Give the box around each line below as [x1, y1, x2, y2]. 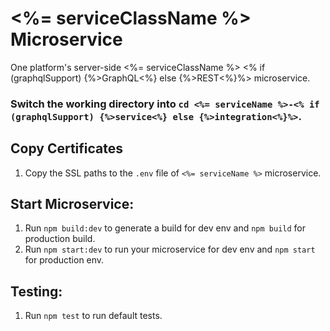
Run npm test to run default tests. [24, 310, 163, 322]
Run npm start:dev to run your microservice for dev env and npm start [24, 243, 316, 256]
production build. [24, 233, 96, 245]
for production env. [24, 254, 105, 266]
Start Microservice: [10, 196, 135, 213]
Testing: [10, 283, 63, 300]
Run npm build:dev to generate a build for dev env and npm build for [24, 222, 307, 234]
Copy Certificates [10, 140, 124, 157]
